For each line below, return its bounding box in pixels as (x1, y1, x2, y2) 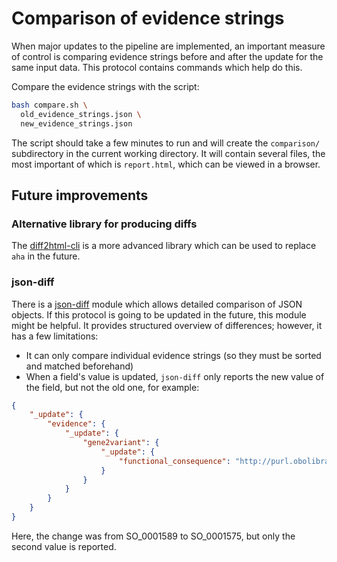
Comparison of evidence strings (11, 7, 285, 30)
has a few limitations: (11, 330, 99, 342)
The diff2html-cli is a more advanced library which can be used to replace (11, 240, 317, 252)
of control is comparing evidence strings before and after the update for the (11, 50, 324, 62)
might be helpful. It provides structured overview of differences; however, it (11, 319, 323, 331)
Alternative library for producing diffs (11, 217, 198, 231)
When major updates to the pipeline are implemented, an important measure (11, 40, 326, 52)
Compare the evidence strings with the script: (11, 80, 200, 92)
